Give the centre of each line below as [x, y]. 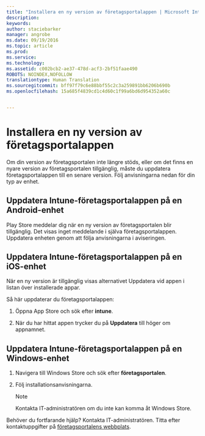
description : [23, 18]
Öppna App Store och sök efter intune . [64, 311]
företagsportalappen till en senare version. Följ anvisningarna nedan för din [101, 175]
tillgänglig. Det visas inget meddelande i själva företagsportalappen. [92, 231]
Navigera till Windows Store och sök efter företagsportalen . [91, 373]
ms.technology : [26, 63]
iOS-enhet [27, 267]
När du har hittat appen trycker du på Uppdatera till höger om [93, 323]
